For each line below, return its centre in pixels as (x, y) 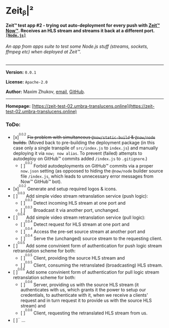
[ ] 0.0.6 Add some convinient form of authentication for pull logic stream (86, 271)
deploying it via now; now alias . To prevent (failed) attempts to (77, 153)
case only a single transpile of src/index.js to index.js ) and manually (86, 148)
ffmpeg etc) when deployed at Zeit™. (44, 52)
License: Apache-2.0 (27, 81)
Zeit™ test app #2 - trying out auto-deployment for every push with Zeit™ (83, 25)
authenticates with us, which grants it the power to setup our (83, 290)
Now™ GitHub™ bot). (41, 182)
